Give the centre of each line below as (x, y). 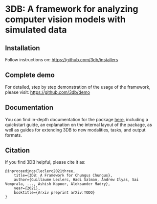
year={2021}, (27, 188)
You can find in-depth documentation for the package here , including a (77, 119)
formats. (13, 135)
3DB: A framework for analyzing (72, 9)
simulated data (36, 30)
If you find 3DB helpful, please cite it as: (45, 162)
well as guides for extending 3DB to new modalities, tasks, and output (75, 130)
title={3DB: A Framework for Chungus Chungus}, (63, 176)
